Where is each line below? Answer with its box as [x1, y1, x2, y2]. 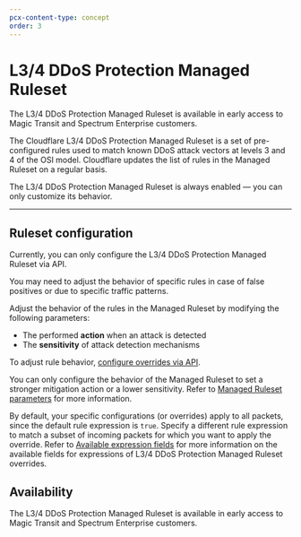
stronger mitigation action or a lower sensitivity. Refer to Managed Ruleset [9, 384, 282, 394]
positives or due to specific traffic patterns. [9, 286, 168, 297]
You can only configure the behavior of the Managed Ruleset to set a [9, 374, 263, 385]
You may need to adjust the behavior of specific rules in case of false [9, 276, 265, 287]
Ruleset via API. [9, 259, 67, 270]
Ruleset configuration [9, 225, 133, 240]
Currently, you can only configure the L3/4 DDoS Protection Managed [9, 249, 267, 260]
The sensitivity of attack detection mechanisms [21, 340, 200, 351]
